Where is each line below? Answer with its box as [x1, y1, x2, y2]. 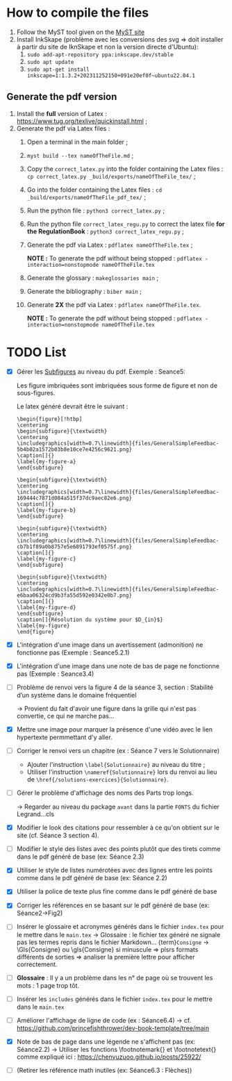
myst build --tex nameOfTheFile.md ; [26, 151, 134, 159]
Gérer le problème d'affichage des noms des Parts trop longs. [16, 789, 194, 797]
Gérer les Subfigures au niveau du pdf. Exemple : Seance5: [16, 367, 185, 376]
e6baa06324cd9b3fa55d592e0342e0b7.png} [16, 592, 133, 599]
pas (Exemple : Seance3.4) [16, 669, 94, 678]
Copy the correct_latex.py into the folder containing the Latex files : [26, 165, 224, 173]
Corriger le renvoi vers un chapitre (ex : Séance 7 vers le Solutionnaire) [16, 747, 220, 754]
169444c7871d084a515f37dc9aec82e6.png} [16, 495, 133, 502]
